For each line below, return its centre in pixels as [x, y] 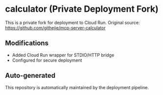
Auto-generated [30, 76]
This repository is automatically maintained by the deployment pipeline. [77, 87]
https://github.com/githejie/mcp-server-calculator [56, 27]
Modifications [27, 43]
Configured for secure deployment [47, 60]
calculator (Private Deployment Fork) [82, 9]
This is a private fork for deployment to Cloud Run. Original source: [73, 23]
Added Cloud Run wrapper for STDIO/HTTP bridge [63, 55]
